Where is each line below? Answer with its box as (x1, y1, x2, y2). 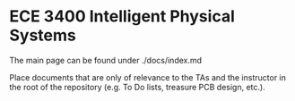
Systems (9, 25, 76, 46)
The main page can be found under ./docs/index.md (9, 55, 203, 65)
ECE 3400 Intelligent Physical (9, 6, 235, 27)
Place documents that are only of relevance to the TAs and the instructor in (9, 72, 287, 82)
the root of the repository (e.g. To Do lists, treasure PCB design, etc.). (9, 81, 266, 92)
